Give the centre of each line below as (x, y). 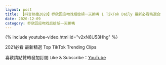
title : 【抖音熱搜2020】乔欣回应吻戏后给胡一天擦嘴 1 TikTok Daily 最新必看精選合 (83, 14)
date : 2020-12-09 (23, 19)
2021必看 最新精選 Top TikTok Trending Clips (51, 47)
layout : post (19, 10)
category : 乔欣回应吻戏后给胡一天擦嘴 (40, 23)
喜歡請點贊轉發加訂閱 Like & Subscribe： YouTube (56, 58)
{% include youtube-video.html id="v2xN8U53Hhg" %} (62, 37)
